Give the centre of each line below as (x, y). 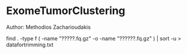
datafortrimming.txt (30, 45)
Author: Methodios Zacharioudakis (48, 27)
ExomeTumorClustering (66, 11)
